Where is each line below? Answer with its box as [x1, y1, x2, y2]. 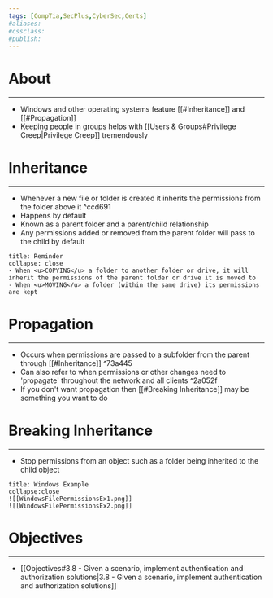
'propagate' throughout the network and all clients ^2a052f [19, 376, 218, 385]
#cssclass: [8, 27, 45, 35]
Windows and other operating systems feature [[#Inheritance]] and [19, 104, 245, 114]
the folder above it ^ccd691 [19, 202, 111, 212]
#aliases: [8, 20, 42, 28]
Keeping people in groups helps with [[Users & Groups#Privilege [19, 121, 237, 131]
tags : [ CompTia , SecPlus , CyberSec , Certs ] [8, 11, 148, 20]
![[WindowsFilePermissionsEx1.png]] [8, 495, 132, 503]
